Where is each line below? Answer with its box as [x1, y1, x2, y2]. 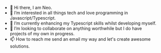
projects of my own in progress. [9, 31, 75, 36]
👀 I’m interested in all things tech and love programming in [9, 10, 128, 16]
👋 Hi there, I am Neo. [9, 5, 52, 10]
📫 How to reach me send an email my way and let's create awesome [9, 36, 151, 42]
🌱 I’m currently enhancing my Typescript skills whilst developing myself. [9, 20, 157, 26]
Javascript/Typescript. [9, 15, 56, 21]
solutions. [9, 43, 30, 49]
